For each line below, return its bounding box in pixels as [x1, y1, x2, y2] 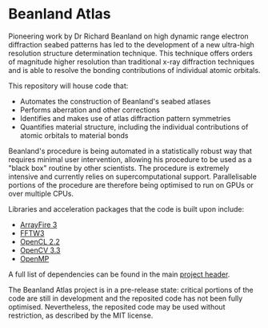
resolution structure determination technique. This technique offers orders [8, 48, 254, 58]
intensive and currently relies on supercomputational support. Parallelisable [8, 172, 258, 181]
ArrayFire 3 [19, 220, 58, 229]
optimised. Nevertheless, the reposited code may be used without [8, 302, 226, 311]
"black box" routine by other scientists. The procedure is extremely [8, 163, 230, 172]
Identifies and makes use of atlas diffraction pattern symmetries [19, 113, 231, 123]
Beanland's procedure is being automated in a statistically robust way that [8, 146, 252, 156]
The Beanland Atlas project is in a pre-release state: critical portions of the [8, 285, 254, 294]
